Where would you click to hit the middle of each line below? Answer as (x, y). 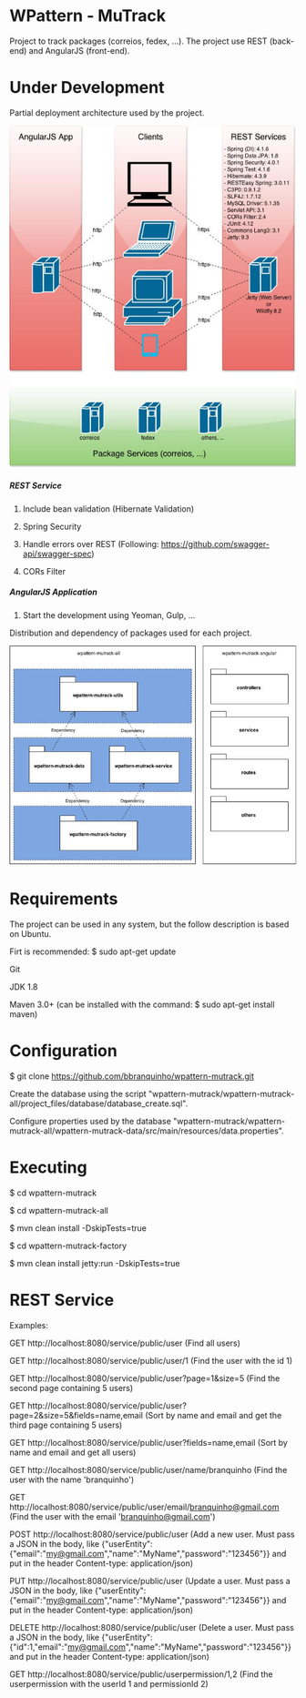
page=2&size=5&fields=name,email (76, 1415)
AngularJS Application (53, 592)
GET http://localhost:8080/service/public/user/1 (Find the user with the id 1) (151, 1360)
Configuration (64, 1051)
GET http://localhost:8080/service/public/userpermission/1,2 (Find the (141, 1674)
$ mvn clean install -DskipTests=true (78, 1228)
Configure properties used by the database (90, 1121)
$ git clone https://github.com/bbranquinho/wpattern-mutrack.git (132, 1076)
